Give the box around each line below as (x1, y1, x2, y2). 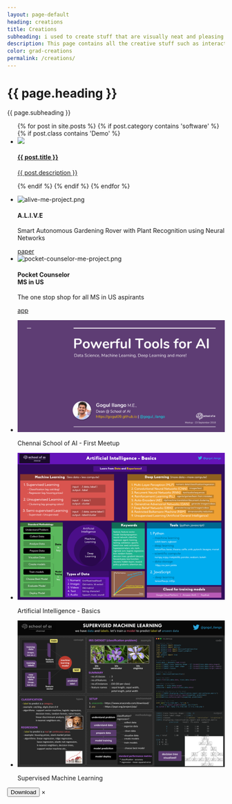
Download (10, 789, 37, 796)
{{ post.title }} (17, 153, 59, 162)
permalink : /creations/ (7, 55, 76, 62)
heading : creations (7, 18, 64, 26)
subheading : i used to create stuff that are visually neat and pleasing (7, 33, 224, 40)
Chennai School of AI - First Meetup (17, 439, 120, 447)
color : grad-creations (7, 48, 72, 55)
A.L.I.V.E (17, 211, 43, 219)
